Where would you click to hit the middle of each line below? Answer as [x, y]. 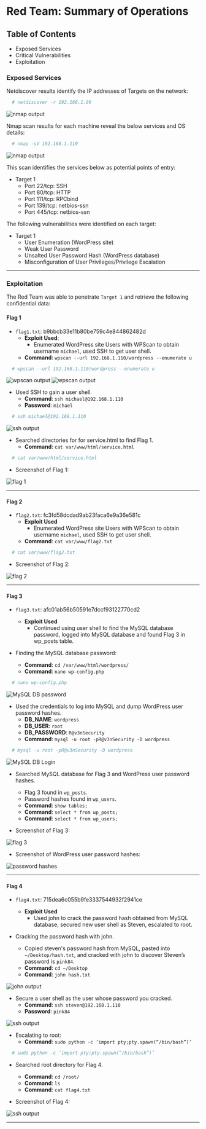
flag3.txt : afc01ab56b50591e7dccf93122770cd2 [78, 610]
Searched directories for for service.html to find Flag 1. [84, 440]
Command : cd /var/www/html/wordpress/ [77, 665]
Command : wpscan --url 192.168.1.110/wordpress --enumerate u [108, 357]
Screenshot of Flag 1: [42, 470]
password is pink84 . [49, 962]
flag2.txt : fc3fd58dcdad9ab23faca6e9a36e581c [78, 515]
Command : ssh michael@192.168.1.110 [74, 399]
